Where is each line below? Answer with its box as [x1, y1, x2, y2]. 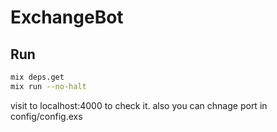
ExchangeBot [10, 6, 124, 29]
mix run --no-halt [10, 81, 87, 91]
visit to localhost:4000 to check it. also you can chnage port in [10, 99, 268, 111]
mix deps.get [10, 72, 65, 82]
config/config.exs [10, 110, 83, 122]
